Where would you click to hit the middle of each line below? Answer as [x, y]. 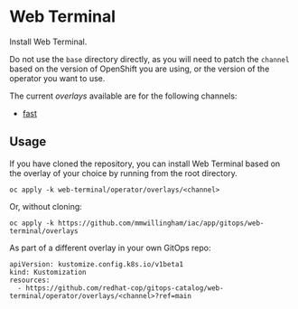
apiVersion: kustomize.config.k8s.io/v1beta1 [96, 264]
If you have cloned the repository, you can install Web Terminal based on [145, 164]
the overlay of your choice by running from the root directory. [123, 173]
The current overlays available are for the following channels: [123, 96]
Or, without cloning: [46, 206]
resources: [30, 280]
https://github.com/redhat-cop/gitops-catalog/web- [125, 288]
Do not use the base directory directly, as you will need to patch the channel [149, 59]
